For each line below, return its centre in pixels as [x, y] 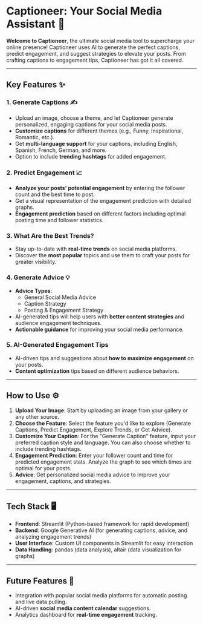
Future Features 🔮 [40, 581]
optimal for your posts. [43, 468]
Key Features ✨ [36, 85]
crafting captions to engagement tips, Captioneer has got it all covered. [95, 60]
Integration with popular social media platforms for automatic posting [101, 596]
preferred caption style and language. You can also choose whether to [103, 442]
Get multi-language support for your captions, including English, [96, 143]
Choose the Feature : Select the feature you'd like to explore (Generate [103, 423]
